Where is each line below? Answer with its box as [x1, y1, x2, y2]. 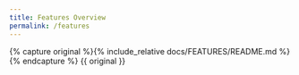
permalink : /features [9, 21, 90, 30]
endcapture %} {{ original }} [21, 55, 126, 66]
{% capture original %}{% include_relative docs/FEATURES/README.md [9, 46, 278, 56]
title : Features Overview [9, 12, 106, 22]
